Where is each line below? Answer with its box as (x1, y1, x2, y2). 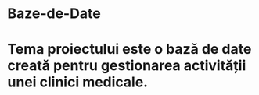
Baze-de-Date (7, 5, 101, 23)
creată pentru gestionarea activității (7, 57, 246, 75)
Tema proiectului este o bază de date (7, 40, 252, 58)
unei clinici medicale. (7, 73, 149, 91)
